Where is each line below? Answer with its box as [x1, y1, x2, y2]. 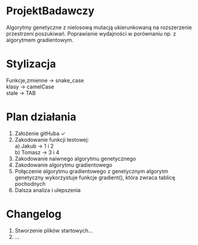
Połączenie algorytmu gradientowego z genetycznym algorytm [14, 167, 168, 174]
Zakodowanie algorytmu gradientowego [14, 161, 113, 168]
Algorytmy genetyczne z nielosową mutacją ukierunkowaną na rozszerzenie [6, 24, 192, 31]
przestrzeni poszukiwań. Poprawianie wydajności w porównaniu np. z [6, 30, 177, 37]
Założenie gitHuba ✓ [14, 129, 66, 137]
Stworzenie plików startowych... [14, 227, 93, 234]
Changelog [6, 208, 62, 221]
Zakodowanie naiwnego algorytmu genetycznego [14, 155, 136, 162]
